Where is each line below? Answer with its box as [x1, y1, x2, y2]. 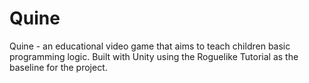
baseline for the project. [9, 61, 108, 73]
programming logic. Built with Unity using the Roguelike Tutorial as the [9, 50, 299, 62]
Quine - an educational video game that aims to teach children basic [9, 40, 291, 52]
